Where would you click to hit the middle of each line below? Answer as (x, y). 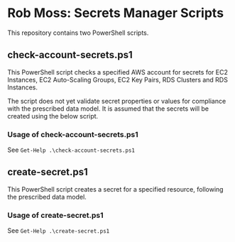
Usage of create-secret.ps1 (56, 215)
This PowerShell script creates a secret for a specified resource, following (115, 189)
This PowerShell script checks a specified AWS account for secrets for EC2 (118, 72)
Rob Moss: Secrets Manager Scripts (116, 13)
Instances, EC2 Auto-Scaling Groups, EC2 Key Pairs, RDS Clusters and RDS (118, 79)
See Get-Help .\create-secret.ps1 (59, 231)
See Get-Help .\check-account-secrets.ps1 (71, 150)
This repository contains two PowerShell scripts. (78, 33)
